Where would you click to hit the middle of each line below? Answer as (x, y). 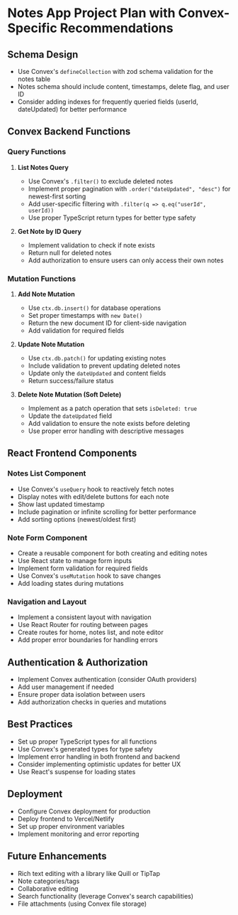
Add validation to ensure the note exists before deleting (109, 423)
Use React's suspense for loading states (76, 771)
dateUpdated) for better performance (72, 109)
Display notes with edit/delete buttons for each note (93, 496)
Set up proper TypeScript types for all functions (87, 742)
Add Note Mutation (46, 294)
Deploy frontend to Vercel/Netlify (66, 818)
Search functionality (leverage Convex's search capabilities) (105, 896)
